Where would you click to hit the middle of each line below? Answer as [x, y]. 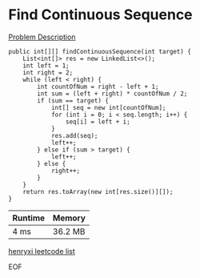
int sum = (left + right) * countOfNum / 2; [112, 94]
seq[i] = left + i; [98, 122]
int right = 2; [48, 73]
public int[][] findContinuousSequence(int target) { [100, 51]
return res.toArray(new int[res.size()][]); [98, 191]
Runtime [29, 218]
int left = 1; [46, 66]
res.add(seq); [74, 135]
